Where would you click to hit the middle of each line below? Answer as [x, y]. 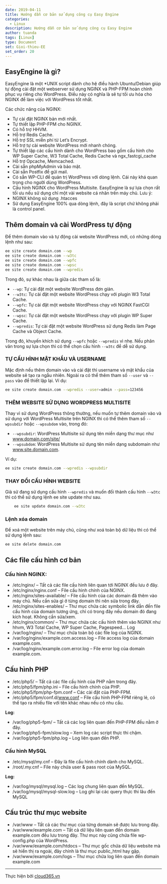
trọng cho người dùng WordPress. [47, 182]
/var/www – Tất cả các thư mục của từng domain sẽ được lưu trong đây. [86, 824]
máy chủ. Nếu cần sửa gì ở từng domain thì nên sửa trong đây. [76, 601]
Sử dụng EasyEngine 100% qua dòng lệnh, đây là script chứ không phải [85, 204]
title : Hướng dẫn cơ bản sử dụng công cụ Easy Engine [62, 14]
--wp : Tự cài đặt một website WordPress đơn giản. [63, 289]
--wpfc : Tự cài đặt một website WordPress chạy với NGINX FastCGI [81, 305]
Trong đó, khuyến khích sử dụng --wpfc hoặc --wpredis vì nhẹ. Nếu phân [80, 341]
